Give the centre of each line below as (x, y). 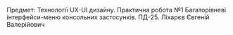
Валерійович (26, 24)
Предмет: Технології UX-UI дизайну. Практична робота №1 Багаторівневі (116, 10)
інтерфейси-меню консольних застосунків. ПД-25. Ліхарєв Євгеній (108, 17)
